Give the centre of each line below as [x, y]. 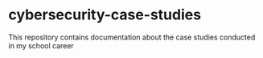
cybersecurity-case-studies [105, 15]
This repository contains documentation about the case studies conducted [132, 37]
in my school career [41, 45]
